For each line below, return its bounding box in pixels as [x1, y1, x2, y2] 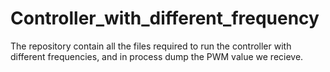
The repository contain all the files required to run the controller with [10, 40, 292, 52]
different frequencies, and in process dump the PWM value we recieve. [10, 50, 304, 62]
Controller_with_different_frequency [10, 7, 320, 30]
